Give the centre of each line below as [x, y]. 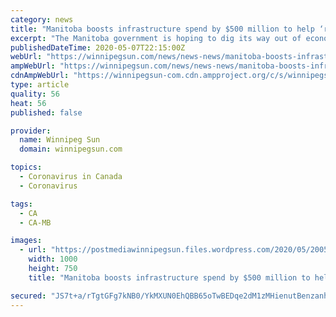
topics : [26, 167]
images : [26, 241]
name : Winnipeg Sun [60, 140]
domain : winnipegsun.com [71, 149]
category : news [42, 19]
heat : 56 [28, 103]
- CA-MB [35, 222]
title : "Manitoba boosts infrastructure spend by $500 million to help [162, 29]
